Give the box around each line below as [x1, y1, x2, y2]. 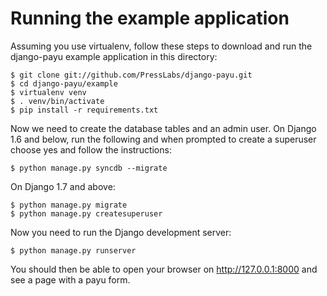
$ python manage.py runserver [10, 245, 137, 256]
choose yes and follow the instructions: [10, 143, 172, 156]
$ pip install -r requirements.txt [10, 105, 159, 115]
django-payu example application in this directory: [10, 50, 218, 62]
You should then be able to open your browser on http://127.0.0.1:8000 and [10, 263, 318, 275]
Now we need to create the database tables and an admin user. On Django [10, 122, 317, 134]
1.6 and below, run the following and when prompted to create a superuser [10, 133, 317, 145]
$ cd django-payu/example [10, 78, 118, 89]
